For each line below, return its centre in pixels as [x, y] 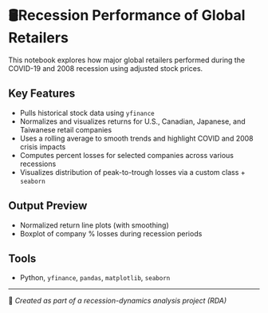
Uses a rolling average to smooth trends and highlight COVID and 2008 [136, 138]
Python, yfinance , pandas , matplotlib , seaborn [95, 278]
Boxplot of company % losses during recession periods [111, 233]
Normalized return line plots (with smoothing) [94, 225]
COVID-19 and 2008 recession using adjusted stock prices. [106, 68]
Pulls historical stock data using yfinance [87, 113]
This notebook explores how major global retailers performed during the [127, 60]
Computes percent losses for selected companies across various [126, 155]
